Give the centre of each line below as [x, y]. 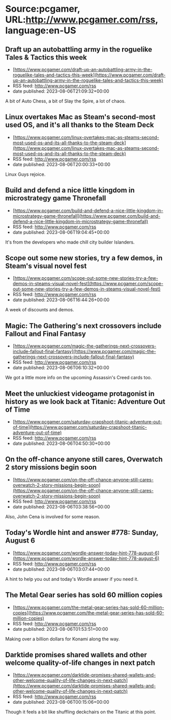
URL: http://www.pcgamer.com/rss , [82, 20]
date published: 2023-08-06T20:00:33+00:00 [61, 164]
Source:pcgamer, [43, 9]
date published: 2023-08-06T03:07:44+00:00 [61, 569]
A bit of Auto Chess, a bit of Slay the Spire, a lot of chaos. [65, 101]
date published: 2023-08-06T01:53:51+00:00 [60, 629]
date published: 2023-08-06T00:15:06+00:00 [61, 702]
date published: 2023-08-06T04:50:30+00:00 [61, 443]
